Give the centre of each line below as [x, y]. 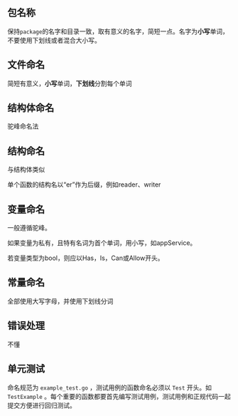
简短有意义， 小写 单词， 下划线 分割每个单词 [70, 83]
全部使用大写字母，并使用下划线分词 [60, 301]
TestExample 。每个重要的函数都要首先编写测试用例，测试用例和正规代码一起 [119, 396]
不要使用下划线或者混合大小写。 [54, 40]
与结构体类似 [26, 170]
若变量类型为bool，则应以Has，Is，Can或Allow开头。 [86, 258]
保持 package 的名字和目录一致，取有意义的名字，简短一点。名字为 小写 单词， [118, 31]
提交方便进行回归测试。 [42, 405]
